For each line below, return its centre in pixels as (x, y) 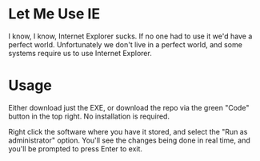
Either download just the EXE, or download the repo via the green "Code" (129, 107)
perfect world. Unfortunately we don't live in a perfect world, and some (125, 44)
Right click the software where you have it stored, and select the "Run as (128, 131)
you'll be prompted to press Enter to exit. (75, 148)
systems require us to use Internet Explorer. (80, 53)
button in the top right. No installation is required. (89, 116)
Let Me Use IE (54, 14)
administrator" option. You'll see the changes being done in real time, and (129, 140)
